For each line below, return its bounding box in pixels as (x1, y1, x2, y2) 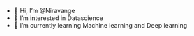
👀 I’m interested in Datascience (13, 14, 103, 22)
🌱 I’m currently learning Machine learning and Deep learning (13, 21, 188, 29)
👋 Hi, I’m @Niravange (13, 7, 75, 15)
